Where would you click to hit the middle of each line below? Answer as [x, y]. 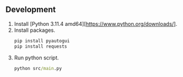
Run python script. [36, 58]
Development [31, 10]
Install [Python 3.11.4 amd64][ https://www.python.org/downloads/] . [96, 24]
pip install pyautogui [42, 41]
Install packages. [34, 30]
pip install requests [40, 46]
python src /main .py [38, 68]
